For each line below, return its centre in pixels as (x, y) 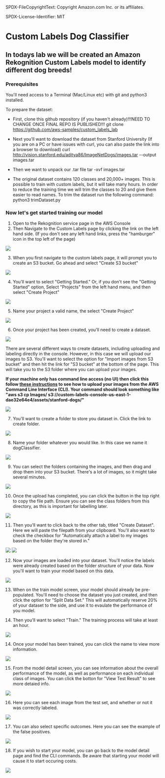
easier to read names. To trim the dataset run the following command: (83, 194)
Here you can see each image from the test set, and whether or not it (82, 703)
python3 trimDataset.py (37, 200)
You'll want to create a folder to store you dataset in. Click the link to (82, 419)
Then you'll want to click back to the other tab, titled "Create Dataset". (83, 525)
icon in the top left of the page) (44, 239)
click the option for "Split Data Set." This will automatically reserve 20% (85, 600)
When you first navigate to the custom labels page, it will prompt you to (85, 258)
